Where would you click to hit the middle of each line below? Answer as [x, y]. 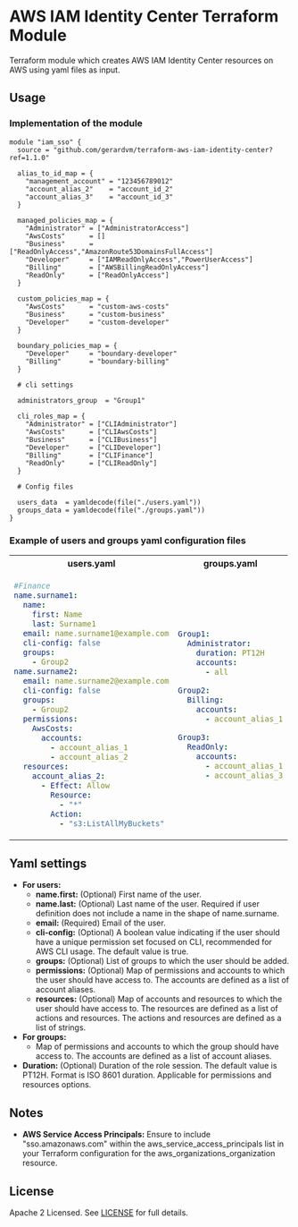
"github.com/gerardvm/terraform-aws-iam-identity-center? [163, 149]
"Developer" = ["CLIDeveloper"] [94, 447]
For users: [41, 885]
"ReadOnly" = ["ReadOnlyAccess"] [97, 275]
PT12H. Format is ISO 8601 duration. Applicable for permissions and [147, 1075]
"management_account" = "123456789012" [99, 181]
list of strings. [61, 1027]
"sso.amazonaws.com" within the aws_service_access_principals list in [153, 1144]
